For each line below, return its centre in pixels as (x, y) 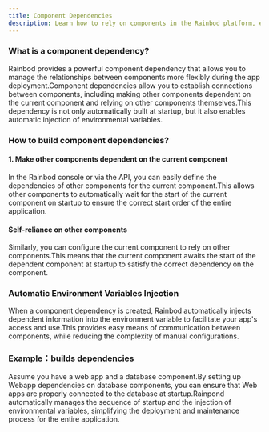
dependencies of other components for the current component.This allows (131, 186)
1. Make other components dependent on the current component (118, 159)
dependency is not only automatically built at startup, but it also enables (127, 111)
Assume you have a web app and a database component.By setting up (125, 376)
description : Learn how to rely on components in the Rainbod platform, (132, 23)
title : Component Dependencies (60, 16)
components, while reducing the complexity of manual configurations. (124, 336)
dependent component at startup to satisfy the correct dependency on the (131, 264)
